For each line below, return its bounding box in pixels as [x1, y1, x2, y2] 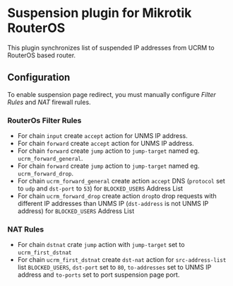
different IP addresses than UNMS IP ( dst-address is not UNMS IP [17, 200, 209, 208]
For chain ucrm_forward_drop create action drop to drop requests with [17, 192, 217, 200]
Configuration [7, 71, 71, 84]
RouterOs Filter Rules [7, 115, 82, 125]
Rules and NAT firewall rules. [7, 98, 91, 106]
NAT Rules [7, 224, 44, 234]
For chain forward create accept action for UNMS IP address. [17, 139, 194, 148]
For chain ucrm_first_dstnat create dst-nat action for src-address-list [17, 256, 227, 264]
